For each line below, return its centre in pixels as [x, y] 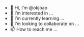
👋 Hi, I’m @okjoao [29, 8]
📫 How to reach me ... [34, 29]
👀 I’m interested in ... [32, 13]
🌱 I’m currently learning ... [37, 18]
